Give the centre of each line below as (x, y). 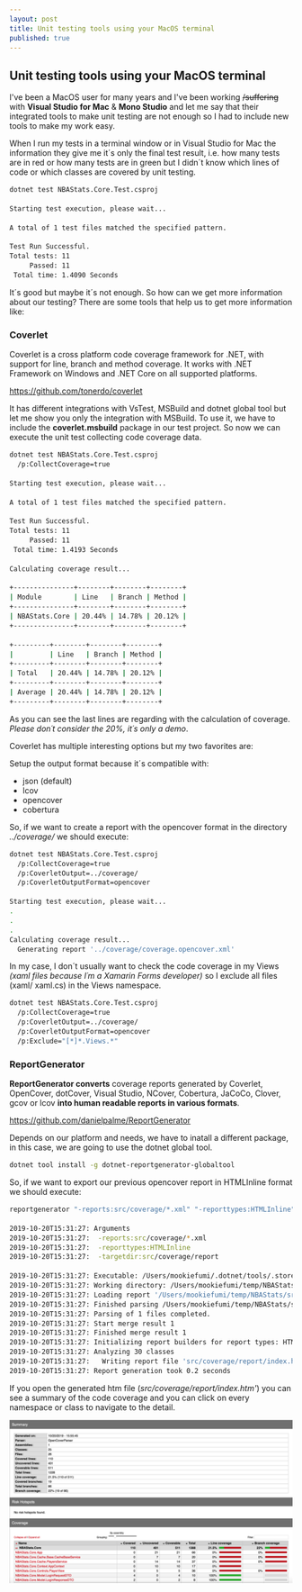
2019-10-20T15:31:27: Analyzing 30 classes (92, 1352)
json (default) (47, 781)
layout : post (34, 19)
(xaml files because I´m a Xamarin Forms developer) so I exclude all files (143, 976)
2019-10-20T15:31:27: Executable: (74, 1276)
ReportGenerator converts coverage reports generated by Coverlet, (136, 1084)
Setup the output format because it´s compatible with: (109, 763)
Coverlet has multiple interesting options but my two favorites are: (131, 746)
